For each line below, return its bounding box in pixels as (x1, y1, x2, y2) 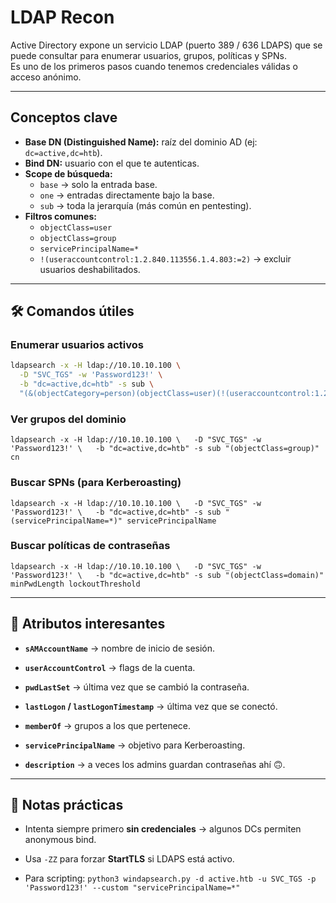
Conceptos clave (10, 109, 118, 126)
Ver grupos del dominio (10, 412, 127, 426)
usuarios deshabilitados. (39, 263, 141, 275)
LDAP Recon (10, 6, 115, 29)
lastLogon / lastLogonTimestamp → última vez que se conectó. (24, 700, 278, 712)
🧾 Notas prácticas (10, 797, 124, 814)
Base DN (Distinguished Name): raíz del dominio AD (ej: (24, 136, 258, 148)
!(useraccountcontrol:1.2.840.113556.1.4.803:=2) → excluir (39, 252, 292, 265)
